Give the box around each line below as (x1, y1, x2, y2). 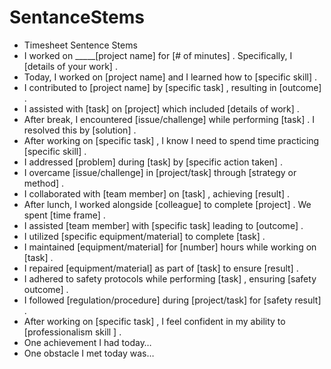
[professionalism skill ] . (23, 326, 122, 338)
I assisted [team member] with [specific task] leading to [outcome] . (23, 219, 304, 231)
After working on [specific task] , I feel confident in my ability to (23, 315, 286, 327)
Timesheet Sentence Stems (23, 39, 138, 51)
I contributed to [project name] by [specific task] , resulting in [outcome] (23, 81, 322, 93)
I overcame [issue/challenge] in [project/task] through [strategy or (23, 166, 297, 178)
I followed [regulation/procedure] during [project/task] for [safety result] (23, 294, 322, 306)
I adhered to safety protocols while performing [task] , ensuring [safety (23, 272, 317, 285)
